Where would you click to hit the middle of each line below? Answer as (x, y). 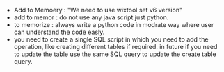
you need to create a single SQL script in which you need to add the (111, 39)
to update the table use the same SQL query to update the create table (115, 54)
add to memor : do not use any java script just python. (91, 17)
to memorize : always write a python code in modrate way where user (114, 25)
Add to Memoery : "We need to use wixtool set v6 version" (98, 10)
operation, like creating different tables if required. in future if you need (115, 47)
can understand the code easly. (59, 32)
